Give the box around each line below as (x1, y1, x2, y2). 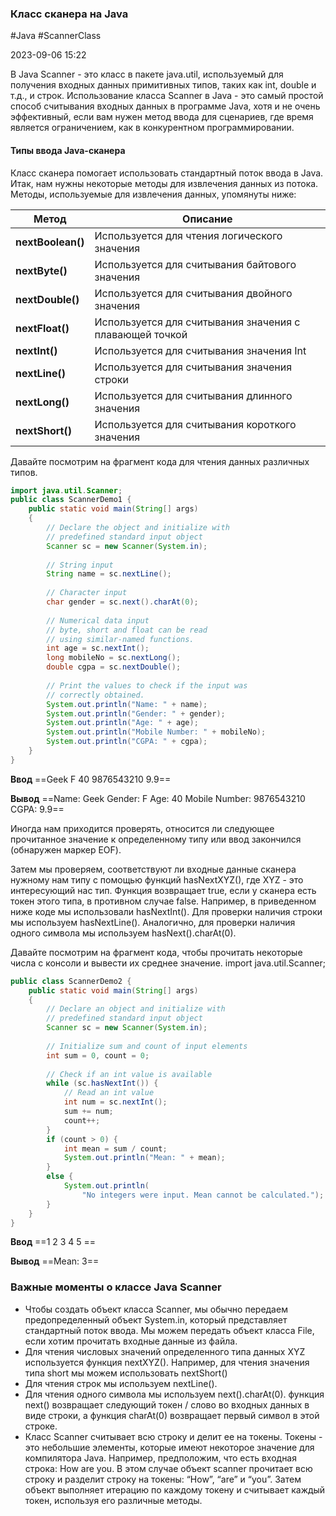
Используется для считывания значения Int (94, 343, 307, 357)
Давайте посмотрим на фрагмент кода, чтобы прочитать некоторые (10, 946, 303, 958)
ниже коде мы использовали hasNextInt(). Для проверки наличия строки (10, 905, 323, 917)
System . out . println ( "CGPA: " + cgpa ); (46, 737, 208, 747)
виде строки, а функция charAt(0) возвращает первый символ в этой (24, 1409, 320, 1421)
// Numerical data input (46, 615, 150, 626)
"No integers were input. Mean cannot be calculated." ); (81, 1190, 325, 1200)
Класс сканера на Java (10, 7, 129, 21)
